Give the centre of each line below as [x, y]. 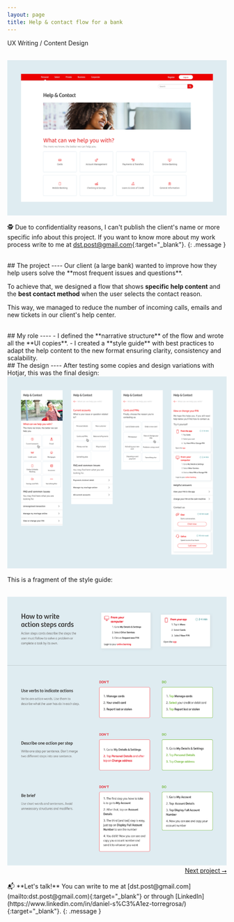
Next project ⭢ [205, 870]
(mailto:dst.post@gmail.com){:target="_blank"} [75, 896]
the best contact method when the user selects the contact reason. [105, 294]
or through [159, 896]
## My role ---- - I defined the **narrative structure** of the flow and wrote [116, 336]
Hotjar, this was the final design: [53, 373]
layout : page [26, 15]
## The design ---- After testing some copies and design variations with [111, 366]
